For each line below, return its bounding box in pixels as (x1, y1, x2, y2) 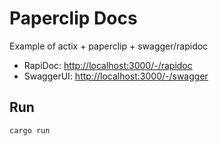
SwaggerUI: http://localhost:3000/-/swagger (23, 70, 209, 82)
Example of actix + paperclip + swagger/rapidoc (9, 40, 209, 52)
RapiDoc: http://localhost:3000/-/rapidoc (23, 59, 193, 71)
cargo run (9, 125, 51, 136)
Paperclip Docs (9, 7, 138, 30)
